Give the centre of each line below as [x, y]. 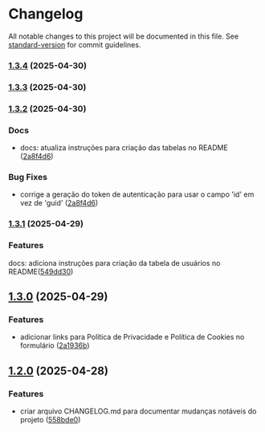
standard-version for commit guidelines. [75, 44]
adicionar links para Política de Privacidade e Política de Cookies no [132, 337]
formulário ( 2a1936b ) [55, 345]
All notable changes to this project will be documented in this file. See [124, 36]
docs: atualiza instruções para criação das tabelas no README [124, 148]
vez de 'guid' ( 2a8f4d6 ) [59, 203]
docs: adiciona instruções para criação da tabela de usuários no [114, 263]
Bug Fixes [28, 177]
